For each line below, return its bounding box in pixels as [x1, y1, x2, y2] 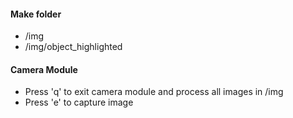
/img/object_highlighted [24, 41, 123, 53]
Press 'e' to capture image [24, 96, 134, 109]
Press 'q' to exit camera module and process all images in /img [24, 86, 284, 98]
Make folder [10, 8, 62, 20]
